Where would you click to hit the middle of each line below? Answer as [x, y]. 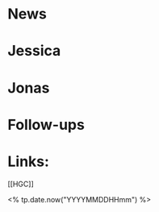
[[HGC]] [21, 184]
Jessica [34, 51]
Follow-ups [46, 125]
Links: [29, 161]
